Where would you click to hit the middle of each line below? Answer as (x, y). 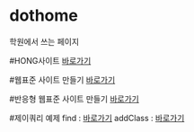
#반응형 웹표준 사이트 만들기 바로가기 (74, 99)
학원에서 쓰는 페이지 (44, 41)
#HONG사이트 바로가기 (50, 60)
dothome (44, 16)
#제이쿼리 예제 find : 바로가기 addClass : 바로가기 (97, 118)
